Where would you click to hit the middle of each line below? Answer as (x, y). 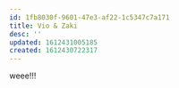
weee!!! (23, 76)
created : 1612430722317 (54, 51)
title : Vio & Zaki (43, 26)
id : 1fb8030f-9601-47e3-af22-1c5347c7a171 (89, 17)
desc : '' (26, 34)
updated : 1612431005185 (54, 42)
